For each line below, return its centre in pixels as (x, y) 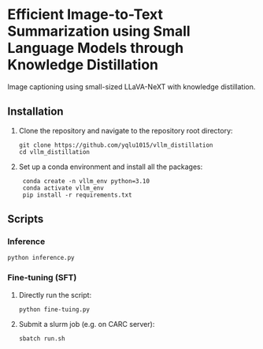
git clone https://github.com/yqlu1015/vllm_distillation (116, 145)
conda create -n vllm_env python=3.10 (86, 181)
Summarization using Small (99, 31)
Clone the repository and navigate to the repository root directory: (126, 130)
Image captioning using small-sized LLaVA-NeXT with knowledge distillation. (131, 86)
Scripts (26, 219)
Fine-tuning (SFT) (42, 278)
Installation (35, 112)
